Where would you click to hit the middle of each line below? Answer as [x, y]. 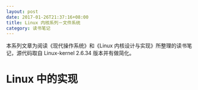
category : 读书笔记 [28, 28]
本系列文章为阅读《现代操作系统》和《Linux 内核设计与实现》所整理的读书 [97, 46]
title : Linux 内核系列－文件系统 [44, 22]
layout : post [22, 12]
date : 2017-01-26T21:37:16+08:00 [47, 17]
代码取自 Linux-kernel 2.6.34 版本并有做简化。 [78, 53]
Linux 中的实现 [42, 79]
